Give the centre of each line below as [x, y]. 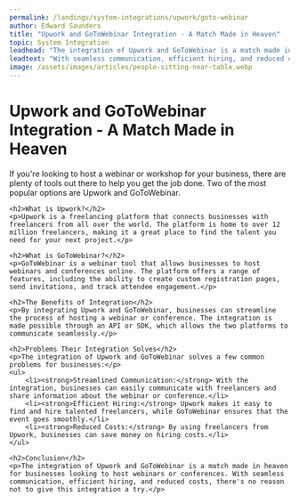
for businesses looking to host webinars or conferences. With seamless [147, 474]
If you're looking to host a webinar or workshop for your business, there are [148, 174]
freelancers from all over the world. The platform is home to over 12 [145, 224]
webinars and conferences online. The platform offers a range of [135, 271]
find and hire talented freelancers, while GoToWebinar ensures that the [149, 411]
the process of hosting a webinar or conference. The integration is [141, 318]
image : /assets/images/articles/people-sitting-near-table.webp [131, 68]
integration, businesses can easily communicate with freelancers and [143, 388]
